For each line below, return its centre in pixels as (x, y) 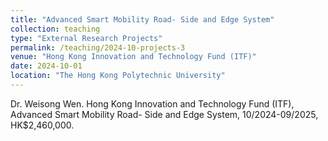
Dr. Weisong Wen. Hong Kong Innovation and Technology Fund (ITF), (152, 103)
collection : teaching (55, 29)
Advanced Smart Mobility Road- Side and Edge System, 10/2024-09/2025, (164, 114)
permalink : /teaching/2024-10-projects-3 (98, 47)
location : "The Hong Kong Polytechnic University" (118, 76)
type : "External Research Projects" (86, 38)
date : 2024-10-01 (46, 66)
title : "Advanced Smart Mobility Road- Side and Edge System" (142, 19)
